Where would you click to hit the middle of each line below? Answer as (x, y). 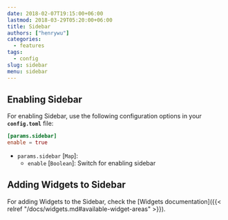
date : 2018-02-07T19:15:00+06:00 (55, 13)
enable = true (28, 143)
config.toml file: (30, 123)
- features (29, 46)
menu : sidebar (28, 71)
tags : (15, 53)
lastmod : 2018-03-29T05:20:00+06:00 (60, 20)
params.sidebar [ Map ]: (47, 156)
